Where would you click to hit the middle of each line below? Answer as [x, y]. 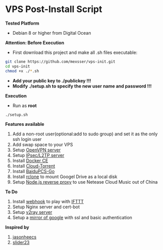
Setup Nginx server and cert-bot [46, 207]
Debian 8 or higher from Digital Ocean [52, 33]
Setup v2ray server [32, 212]
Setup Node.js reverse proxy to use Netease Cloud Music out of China [85, 182]
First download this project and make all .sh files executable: [75, 52]
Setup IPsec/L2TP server [38, 155]
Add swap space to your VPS [43, 145]
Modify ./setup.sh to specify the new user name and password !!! [82, 86]
